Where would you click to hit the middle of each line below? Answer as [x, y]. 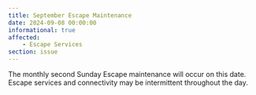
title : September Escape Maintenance [70, 15]
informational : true [42, 30]
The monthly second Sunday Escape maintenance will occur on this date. [127, 74]
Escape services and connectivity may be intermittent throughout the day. [128, 82]
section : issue [33, 52]
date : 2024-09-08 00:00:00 [52, 23]
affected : [24, 37]
